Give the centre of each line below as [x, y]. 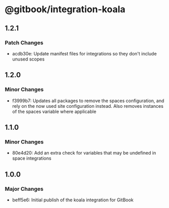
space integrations [32, 158]
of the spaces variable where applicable [54, 111]
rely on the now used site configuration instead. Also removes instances [88, 106]
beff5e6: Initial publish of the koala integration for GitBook [73, 200]
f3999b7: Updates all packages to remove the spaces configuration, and [88, 101]
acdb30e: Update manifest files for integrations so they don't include [84, 53]
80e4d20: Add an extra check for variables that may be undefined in [84, 153]
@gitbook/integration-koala [65, 9]
